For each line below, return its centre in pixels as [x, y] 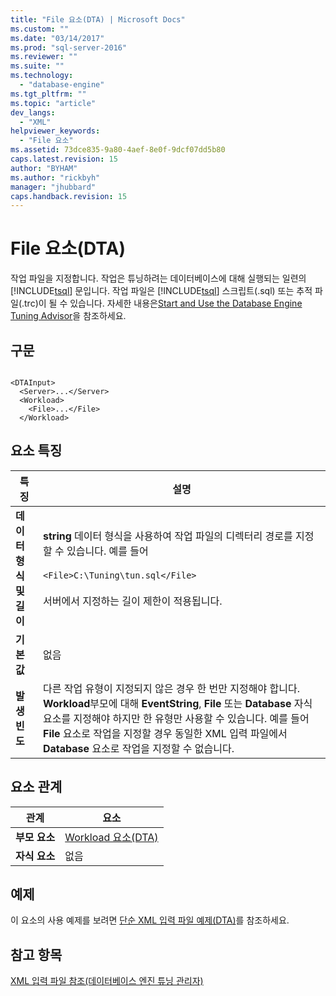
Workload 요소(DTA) [111, 837]
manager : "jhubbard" [53, 187]
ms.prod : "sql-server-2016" [69, 47]
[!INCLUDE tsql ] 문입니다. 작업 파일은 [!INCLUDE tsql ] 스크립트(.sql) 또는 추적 [161, 291]
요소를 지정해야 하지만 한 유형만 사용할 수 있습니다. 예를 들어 [176, 718]
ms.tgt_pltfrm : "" [48, 94]
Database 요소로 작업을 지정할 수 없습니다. [138, 748]
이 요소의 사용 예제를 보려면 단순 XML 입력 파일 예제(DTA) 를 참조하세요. [150, 920]
